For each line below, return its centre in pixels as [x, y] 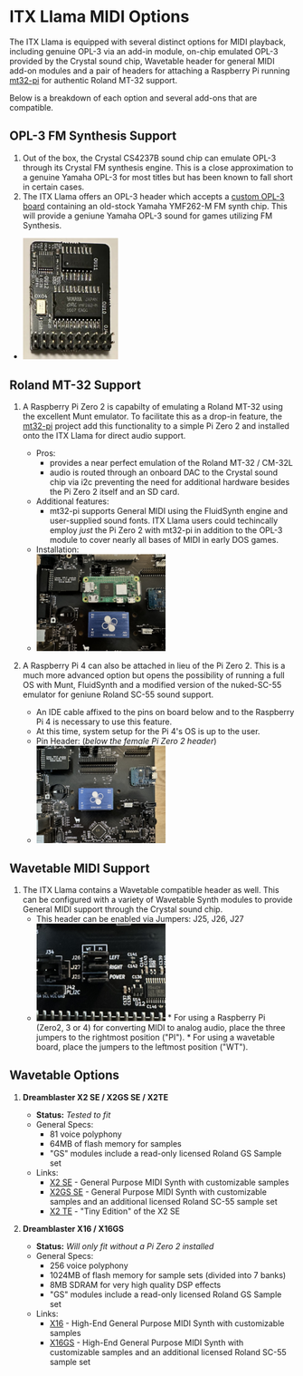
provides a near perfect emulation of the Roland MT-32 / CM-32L [171, 463]
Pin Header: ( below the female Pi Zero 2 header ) [126, 741]
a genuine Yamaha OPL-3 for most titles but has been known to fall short [157, 177]
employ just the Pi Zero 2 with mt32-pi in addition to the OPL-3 [166, 530]
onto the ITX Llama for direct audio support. [104, 436]
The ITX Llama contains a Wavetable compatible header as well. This [151, 890]
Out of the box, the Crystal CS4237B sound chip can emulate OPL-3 [149, 158]
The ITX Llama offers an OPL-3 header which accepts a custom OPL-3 [153, 196]
